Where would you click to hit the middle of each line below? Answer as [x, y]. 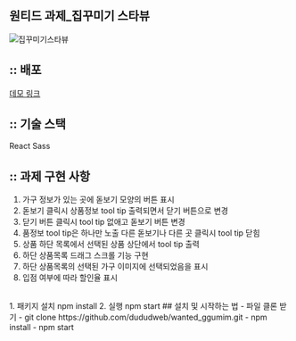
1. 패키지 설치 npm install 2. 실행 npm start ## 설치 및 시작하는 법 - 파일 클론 [144, 306]
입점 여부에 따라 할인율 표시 [70, 278]
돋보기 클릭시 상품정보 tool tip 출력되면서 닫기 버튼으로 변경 [125, 211]
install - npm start [41, 328]
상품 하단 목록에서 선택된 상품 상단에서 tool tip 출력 [111, 245]
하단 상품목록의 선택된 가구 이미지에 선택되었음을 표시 [115, 267]
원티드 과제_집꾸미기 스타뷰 [79, 16]
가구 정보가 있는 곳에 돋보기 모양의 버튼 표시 [99, 200]
